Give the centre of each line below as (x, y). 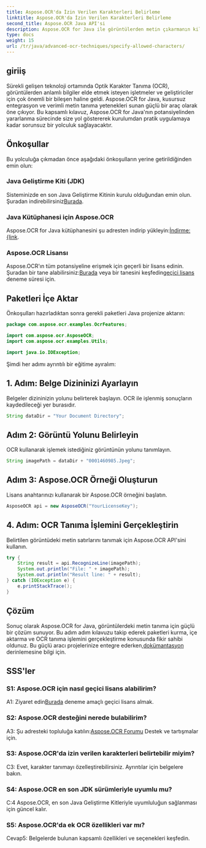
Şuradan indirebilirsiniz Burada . (45, 201)
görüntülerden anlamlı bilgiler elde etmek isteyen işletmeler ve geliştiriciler (100, 92)
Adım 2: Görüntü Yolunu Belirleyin (73, 435)
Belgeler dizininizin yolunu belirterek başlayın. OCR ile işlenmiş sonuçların (99, 398)
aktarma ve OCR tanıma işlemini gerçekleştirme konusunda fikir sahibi (94, 639)
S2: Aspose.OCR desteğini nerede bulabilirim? (77, 718)
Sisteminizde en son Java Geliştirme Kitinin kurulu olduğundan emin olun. (99, 194)
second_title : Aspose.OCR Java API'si (56, 23)
